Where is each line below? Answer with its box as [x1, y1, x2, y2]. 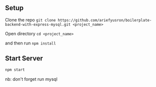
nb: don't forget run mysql [5, 76, 58, 82]
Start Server [5, 54, 43, 63]
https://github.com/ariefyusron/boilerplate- [58, 18, 152, 22]
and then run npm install [5, 40, 56, 46]
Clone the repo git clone [5, 17, 56, 22]
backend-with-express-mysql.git [5, 22, 71, 27]
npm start [5, 67, 25, 72]
